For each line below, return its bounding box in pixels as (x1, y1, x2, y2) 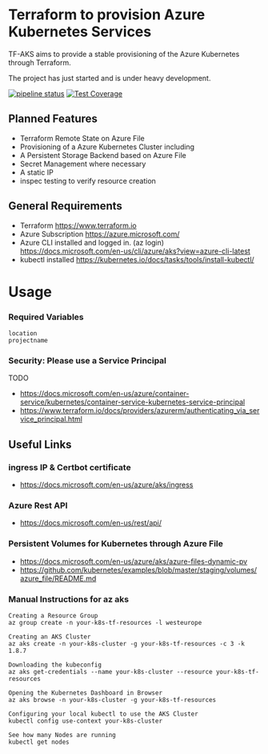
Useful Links (8, 437, 72, 451)
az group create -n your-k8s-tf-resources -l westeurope (8, 618, 202, 626)
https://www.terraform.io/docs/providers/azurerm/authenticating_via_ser (19, 406, 260, 416)
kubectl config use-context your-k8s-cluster (8, 716, 162, 725)
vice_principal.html (19, 415, 82, 424)
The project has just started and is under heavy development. (8, 73, 211, 83)
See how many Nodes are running (8, 731, 116, 739)
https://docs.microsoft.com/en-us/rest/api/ (19, 518, 162, 528)
